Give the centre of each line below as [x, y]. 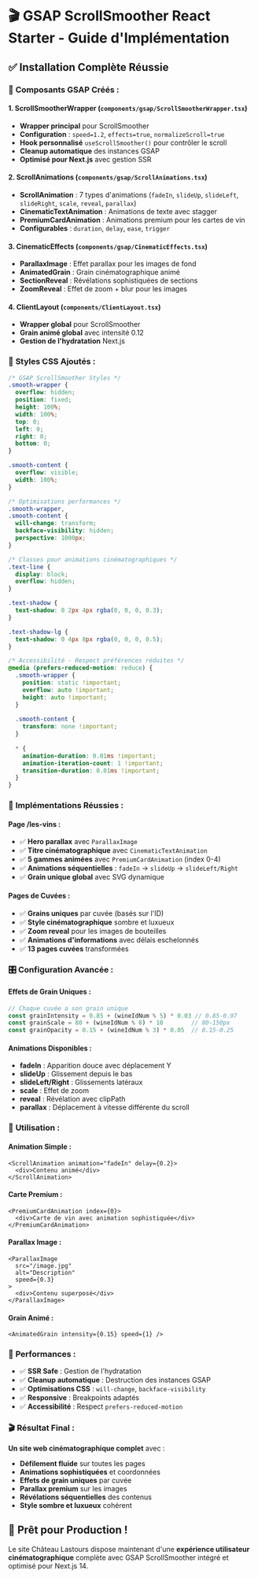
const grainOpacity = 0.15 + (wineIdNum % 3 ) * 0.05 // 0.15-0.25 [121, 1030]
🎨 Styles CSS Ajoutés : [52, 361]
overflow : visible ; [47, 473]
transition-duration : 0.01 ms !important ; [91, 770]
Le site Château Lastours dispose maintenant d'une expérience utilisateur [129, 1549]
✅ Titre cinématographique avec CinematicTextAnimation [113, 850]
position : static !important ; [72, 683]
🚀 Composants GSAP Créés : [64, 90]
